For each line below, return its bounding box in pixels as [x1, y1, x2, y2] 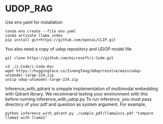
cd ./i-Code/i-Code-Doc [5, 64, 54, 69]
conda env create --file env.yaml [5, 29, 77, 33]
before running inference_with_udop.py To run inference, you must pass [5, 96, 152, 102]
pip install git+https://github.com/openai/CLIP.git [5, 37, 116, 42]
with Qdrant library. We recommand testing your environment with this [5, 91, 148, 96]
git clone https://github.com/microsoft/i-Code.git [5, 55, 114, 61]
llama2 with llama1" [5, 115, 48, 120]
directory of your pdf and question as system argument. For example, [5, 101, 147, 107]
